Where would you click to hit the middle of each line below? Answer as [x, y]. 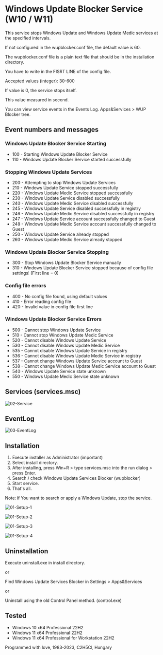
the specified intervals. [28, 38]
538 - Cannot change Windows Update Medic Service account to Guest [84, 366]
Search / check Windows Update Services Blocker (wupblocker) [76, 478]
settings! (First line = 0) [35, 273]
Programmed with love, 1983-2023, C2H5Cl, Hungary [58, 647]
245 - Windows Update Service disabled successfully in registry [76, 208]
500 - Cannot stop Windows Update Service [56, 330]
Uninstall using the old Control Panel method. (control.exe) [64, 600]
